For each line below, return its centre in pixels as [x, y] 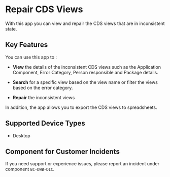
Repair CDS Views [44, 9]
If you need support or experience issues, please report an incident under [82, 164]
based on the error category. [43, 87]
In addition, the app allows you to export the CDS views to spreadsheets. [81, 107]
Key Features [27, 45]
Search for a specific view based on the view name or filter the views [85, 82]
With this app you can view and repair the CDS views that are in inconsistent [85, 23]
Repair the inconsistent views [44, 97]
